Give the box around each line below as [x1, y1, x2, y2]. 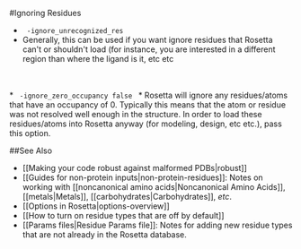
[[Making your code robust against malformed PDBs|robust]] [22, 163, 247, 173]
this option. [9, 128, 51, 138]
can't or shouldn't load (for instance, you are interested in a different [22, 44, 276, 55]
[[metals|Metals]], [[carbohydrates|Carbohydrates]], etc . [22, 192, 232, 202]
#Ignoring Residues [9, 8, 82, 18]
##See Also [9, 145, 52, 156]
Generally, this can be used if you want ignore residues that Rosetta [22, 35, 273, 45]
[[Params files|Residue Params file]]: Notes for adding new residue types [22, 219, 293, 230]
